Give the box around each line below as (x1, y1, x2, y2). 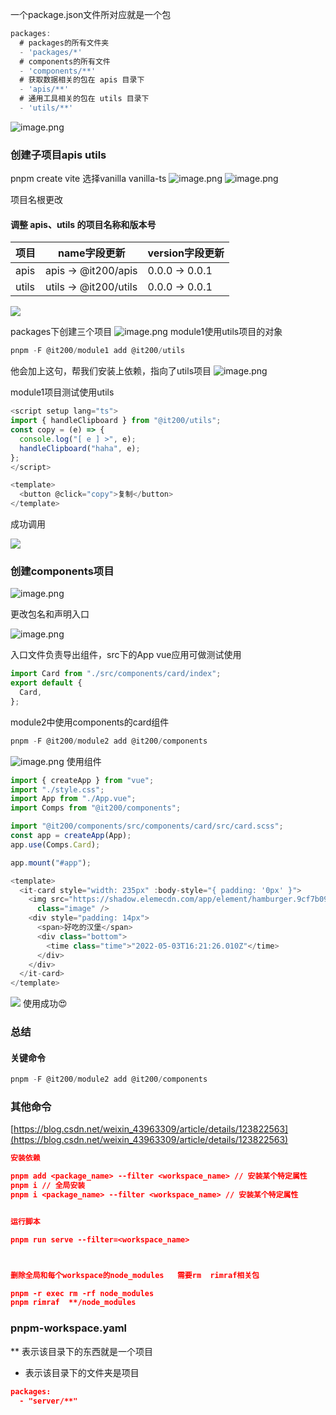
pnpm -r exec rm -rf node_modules (10, 1288, 155, 1298)
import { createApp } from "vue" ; (10, 775, 155, 785)
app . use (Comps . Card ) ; (10, 839, 101, 850)
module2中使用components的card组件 (10, 716, 170, 728)
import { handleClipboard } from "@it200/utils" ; (10, 416, 222, 426)
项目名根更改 (10, 194, 63, 206)
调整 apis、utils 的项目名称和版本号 (10, 218, 157, 230)
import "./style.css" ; (10, 784, 105, 795)
